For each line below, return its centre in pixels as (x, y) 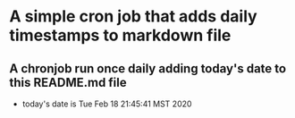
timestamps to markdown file (120, 35)
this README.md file (68, 82)
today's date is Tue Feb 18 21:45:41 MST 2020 (107, 104)
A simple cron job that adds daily (133, 17)
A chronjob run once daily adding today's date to (148, 68)
